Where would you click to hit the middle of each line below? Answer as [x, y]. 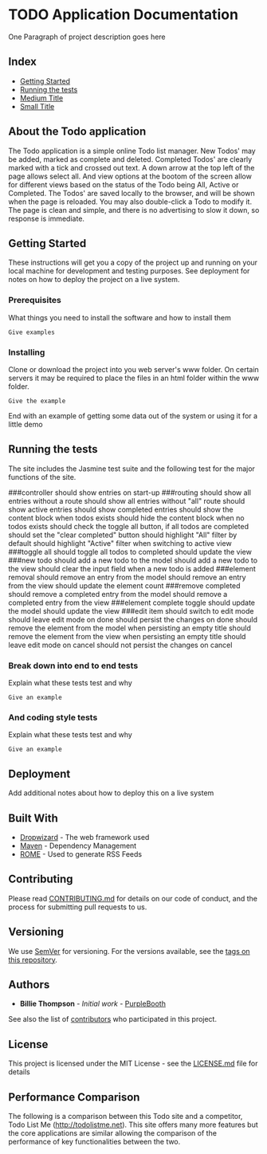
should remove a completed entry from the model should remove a [118, 594]
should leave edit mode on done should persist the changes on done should [133, 619]
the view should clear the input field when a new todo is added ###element [132, 568]
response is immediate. [47, 218]
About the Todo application [77, 132]
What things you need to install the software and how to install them [120, 317]
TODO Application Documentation [124, 15]
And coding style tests [53, 717]
